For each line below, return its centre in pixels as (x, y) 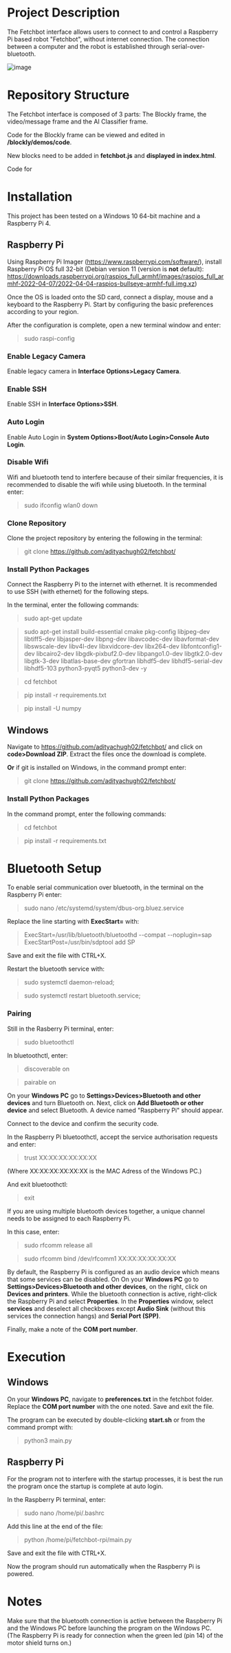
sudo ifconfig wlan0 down (61, 505)
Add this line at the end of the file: (55, 1526)
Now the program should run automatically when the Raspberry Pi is (104, 1566)
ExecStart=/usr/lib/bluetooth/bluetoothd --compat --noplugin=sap (118, 935)
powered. (21, 1574)
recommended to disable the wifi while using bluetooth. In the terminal (107, 484)
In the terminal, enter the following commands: (73, 605)
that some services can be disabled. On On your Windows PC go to (103, 1279)
